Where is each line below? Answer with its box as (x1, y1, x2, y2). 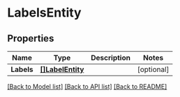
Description (90, 53, 131, 62)
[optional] (137, 64, 170, 74)
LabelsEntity (7, 5, 82, 21)
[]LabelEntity (40, 64, 84, 74)
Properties (7, 33, 54, 44)
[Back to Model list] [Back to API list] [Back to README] (7, 82, 167, 91)
